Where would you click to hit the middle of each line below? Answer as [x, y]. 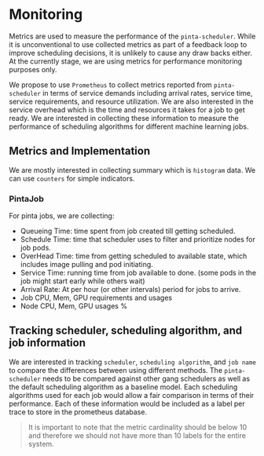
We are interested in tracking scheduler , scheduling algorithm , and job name [132, 362]
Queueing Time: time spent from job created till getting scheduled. [128, 231]
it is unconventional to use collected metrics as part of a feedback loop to [128, 44]
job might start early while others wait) [82, 281]
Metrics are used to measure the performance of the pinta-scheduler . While [132, 36]
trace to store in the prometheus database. [78, 412]
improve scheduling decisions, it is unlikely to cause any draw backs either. [130, 53]
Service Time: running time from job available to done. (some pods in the [138, 273]
